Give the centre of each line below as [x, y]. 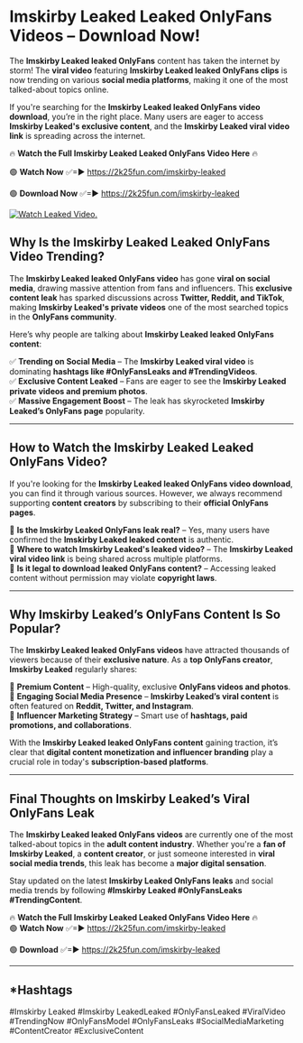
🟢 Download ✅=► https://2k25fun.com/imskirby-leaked [115, 950]
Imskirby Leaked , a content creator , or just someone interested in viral [142, 854]
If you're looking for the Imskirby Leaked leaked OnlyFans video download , [151, 484]
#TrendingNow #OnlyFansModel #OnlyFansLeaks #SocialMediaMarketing [147, 1021]
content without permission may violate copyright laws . [113, 577]
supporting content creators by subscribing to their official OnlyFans [139, 503]
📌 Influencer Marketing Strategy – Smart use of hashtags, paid [129, 715]
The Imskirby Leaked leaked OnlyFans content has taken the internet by [145, 60]
